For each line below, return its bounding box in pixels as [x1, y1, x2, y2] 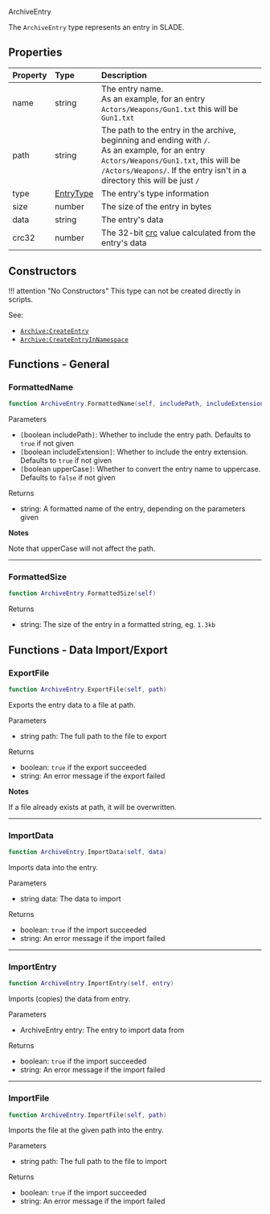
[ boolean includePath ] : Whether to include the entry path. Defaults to [19, 430, 252, 440]
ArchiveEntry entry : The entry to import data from [19, 1026, 185, 1035]
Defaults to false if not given [19, 473, 116, 482]
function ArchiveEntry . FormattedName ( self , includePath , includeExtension [8, 400, 264, 408]
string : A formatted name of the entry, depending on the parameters [19, 504, 246, 514]
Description [101, 69, 147, 81]
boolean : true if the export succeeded [19, 762, 147, 772]
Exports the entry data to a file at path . [8, 700, 136, 709]
